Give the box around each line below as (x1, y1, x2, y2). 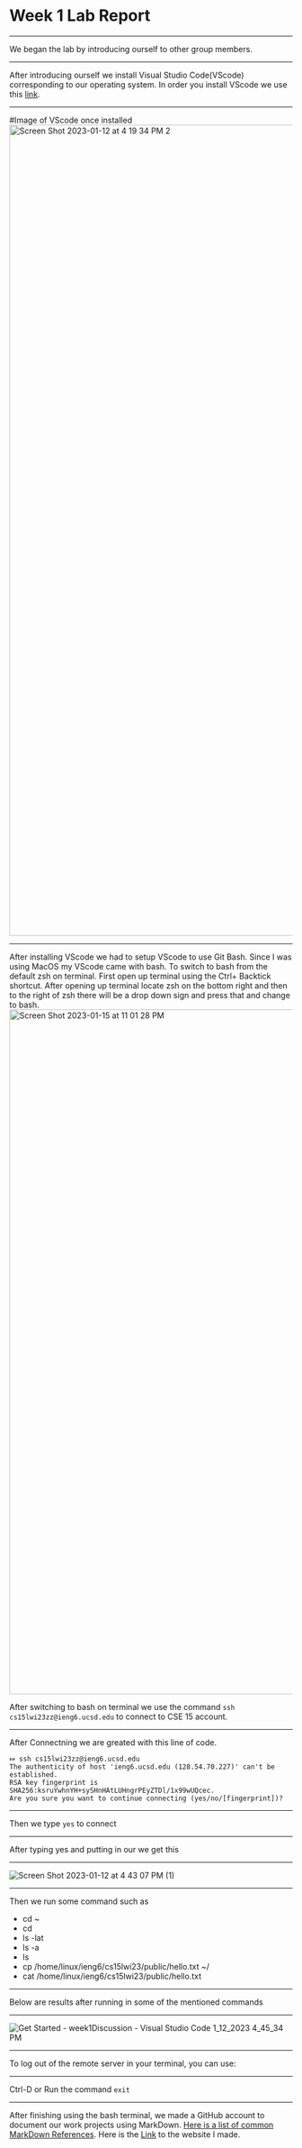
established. (9, 1770, 58, 1779)
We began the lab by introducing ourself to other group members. (9, 43, 253, 54)
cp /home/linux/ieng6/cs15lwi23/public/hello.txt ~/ (22, 1961, 209, 1971)
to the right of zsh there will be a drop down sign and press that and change (9, 989, 290, 1000)
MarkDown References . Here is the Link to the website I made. (9, 2128, 241, 2140)
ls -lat (22, 1932, 44, 1943)
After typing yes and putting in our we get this (9, 1843, 180, 1854)
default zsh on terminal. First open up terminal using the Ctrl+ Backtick (9, 970, 271, 981)
